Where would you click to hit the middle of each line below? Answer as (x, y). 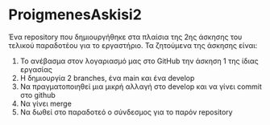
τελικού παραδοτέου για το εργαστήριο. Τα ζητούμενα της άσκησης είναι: (133, 45)
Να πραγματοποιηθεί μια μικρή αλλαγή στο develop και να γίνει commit (141, 87)
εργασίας (36, 69)
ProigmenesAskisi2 (75, 15)
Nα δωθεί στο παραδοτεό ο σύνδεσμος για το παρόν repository (126, 112)
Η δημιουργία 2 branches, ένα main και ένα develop (107, 78)
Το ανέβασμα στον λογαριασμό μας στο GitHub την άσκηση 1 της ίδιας (139, 61)
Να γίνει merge (46, 103)
